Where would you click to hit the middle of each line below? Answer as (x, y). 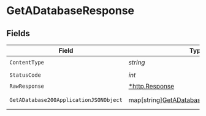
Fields (18, 33)
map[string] (145, 100)
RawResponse (27, 86)
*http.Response (151, 86)
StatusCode (25, 75)
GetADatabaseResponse (71, 11)
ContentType (27, 62)
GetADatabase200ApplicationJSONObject (66, 100)
